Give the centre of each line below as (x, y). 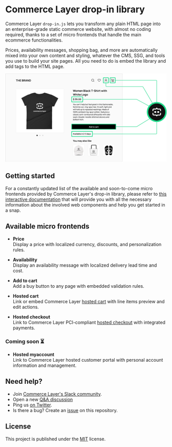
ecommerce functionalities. (34, 40)
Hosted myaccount (34, 355)
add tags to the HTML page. (35, 66)
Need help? (24, 381)
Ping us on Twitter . (32, 405)
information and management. (45, 365)
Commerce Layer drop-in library (75, 10)
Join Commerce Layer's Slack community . (57, 394)
